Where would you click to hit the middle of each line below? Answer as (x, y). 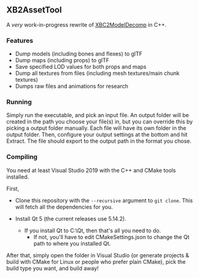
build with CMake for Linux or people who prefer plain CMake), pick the (96, 262)
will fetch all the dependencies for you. (64, 207)
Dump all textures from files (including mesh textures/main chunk (97, 73)
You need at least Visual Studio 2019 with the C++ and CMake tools (91, 170)
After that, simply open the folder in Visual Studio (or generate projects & (98, 255)
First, (13, 188)
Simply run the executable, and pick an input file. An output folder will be (98, 115)
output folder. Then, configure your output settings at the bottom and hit (97, 135)
